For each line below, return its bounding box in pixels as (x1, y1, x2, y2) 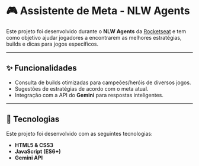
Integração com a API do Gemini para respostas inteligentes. (14, 91, 164, 98)
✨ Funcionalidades (6, 63, 77, 74)
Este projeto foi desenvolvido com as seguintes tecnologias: (6, 130, 153, 137)
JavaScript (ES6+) (14, 148, 61, 155)
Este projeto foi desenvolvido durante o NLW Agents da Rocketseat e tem (6, 27, 187, 35)
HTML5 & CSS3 (14, 141, 54, 148)
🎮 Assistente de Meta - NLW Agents (6, 4, 191, 18)
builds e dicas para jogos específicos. (6, 40, 99, 47)
